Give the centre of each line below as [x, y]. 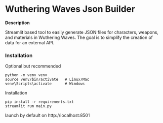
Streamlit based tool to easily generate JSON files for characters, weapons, [82, 32]
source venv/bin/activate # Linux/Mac [47, 80]
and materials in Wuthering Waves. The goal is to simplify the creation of [79, 37]
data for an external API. [30, 42]
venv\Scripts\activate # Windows [45, 84]
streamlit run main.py [28, 106]
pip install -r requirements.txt [40, 102]
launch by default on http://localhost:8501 [48, 115]
